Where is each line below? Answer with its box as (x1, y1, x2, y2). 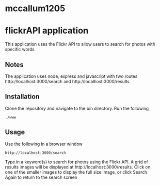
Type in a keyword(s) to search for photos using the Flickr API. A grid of (5, 159, 148, 165)
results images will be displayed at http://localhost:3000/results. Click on (5, 164, 151, 170)
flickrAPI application (5, 25, 89, 36)
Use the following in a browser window (5, 141, 83, 147)
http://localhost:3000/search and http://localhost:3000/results (5, 78, 130, 84)
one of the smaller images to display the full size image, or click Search (5, 169, 147, 175)
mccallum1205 (5, 3, 65, 14)
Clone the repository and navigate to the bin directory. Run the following (5, 105, 149, 111)
